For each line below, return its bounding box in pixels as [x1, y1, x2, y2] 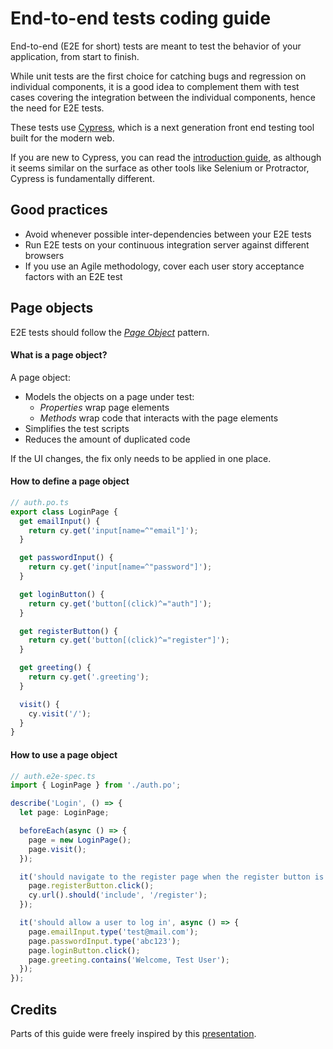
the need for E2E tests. [10, 102, 105, 114]
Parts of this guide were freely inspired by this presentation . [10, 1027, 257, 1039]
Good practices [10, 202, 108, 219]
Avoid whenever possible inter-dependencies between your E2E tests [24, 228, 312, 240]
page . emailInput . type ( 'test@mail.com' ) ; [28, 927, 199, 937]
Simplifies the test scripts [24, 422, 130, 434]
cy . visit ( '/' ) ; [28, 708, 92, 719]
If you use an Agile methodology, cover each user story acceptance [24, 260, 305, 272]
